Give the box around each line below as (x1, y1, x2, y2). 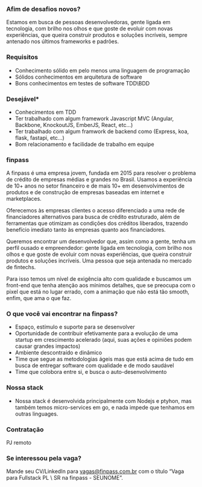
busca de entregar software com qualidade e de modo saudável (14, 362, 174, 369)
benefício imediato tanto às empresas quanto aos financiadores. (6, 226, 166, 234)
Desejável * (6, 94, 39, 103)
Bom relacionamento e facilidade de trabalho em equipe (14, 140, 155, 148)
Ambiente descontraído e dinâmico (14, 349, 103, 356)
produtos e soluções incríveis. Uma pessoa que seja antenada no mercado (6, 257, 192, 264)
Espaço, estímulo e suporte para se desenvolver (14, 323, 136, 331)
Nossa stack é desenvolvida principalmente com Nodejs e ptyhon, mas (14, 397, 192, 404)
